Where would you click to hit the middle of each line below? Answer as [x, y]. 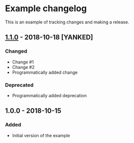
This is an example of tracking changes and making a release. [67, 22]
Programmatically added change [45, 72]
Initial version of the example [41, 135]
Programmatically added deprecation [49, 95]
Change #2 [23, 67]
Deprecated [19, 85]
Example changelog [46, 9]
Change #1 [23, 62]
